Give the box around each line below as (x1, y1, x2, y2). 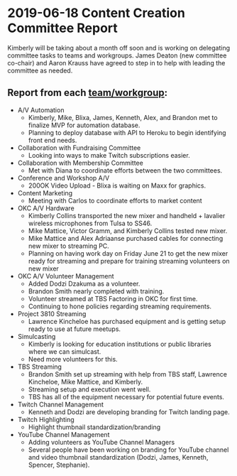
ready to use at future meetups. (28, 325, 121, 333)
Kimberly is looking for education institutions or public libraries (28, 340, 211, 348)
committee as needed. (7, 66, 73, 75)
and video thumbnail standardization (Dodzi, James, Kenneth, (28, 453, 209, 461)
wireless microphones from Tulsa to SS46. (28, 219, 153, 227)
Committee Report (7, 20, 118, 36)
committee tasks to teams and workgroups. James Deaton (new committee (7, 51, 227, 60)
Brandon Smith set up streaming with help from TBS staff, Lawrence (28, 369, 227, 378)
